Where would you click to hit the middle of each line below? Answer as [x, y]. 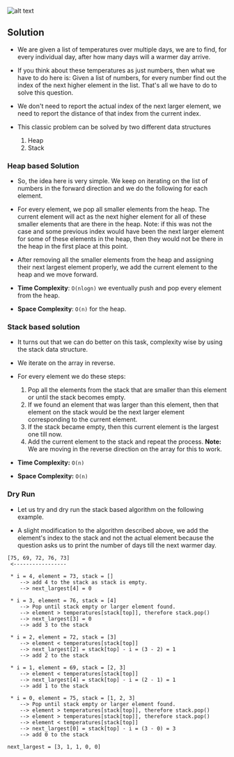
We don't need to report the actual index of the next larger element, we [119, 106]
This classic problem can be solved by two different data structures [114, 127]
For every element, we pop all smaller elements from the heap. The [114, 210]
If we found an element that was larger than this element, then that [123, 405]
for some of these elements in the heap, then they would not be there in [120, 239]
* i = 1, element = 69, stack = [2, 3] [68, 668]
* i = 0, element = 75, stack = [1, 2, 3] [73, 698]
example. [30, 517]
